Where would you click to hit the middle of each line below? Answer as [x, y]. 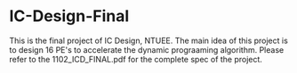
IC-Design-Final [69, 16]
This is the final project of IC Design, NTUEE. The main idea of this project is [149, 40]
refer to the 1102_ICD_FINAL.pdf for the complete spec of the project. [136, 59]
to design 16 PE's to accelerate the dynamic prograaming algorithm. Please [147, 49]
